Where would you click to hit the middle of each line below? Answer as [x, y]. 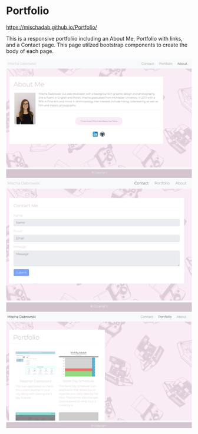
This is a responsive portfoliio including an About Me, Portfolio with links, [94, 38]
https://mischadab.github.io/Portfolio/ [52, 27]
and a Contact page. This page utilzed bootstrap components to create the [97, 45]
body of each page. [30, 51]
